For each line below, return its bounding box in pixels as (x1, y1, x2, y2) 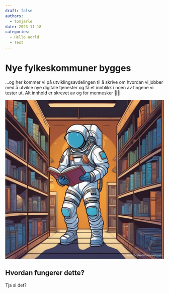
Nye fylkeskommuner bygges (5, 63, 131, 74)
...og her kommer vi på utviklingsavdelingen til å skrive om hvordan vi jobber (5, 79, 163, 85)
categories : (5, 29, 30, 35)
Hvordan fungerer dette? (5, 269, 84, 277)
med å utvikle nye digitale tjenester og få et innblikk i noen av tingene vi (5, 84, 154, 90)
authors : (5, 13, 24, 19)
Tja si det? (5, 282, 27, 288)
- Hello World (10, 35, 39, 40)
